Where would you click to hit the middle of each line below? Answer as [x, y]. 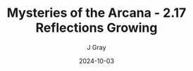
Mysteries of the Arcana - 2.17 [96, 13]
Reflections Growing [96, 28]
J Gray [96, 47]
